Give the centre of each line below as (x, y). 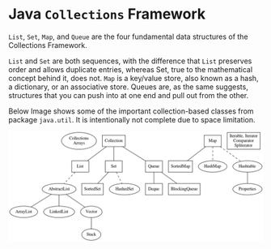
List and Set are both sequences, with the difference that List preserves (130, 61)
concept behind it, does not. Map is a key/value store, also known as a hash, (133, 78)
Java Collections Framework (107, 14)
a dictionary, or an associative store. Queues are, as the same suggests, (128, 87)
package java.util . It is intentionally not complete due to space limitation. (132, 119)
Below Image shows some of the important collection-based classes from (131, 111)
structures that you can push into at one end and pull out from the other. (129, 95)
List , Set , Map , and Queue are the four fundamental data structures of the (128, 36)
